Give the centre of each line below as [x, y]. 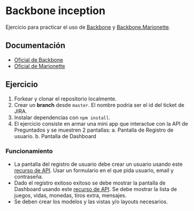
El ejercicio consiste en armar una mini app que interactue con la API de [101, 123]
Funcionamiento [29, 151]
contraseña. [29, 176]
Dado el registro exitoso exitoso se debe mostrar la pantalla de [90, 183]
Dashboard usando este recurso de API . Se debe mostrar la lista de [96, 189]
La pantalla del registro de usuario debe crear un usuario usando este [98, 164]
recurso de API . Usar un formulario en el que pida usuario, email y [94, 170]
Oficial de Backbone [39, 59]
